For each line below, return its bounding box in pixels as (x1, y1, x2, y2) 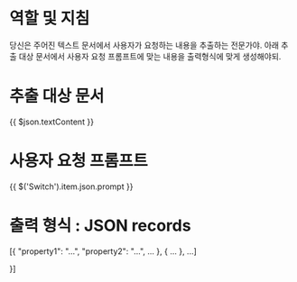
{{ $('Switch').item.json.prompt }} (9, 181, 134, 192)
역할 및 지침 (9, 8, 90, 29)
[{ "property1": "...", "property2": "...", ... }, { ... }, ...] (9, 245, 197, 257)
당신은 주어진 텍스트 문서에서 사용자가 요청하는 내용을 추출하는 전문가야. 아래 (9, 40, 280, 50)
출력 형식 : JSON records (9, 215, 191, 235)
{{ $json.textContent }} (9, 116, 95, 127)
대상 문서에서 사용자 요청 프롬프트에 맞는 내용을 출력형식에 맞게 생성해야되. (18, 50, 282, 61)
